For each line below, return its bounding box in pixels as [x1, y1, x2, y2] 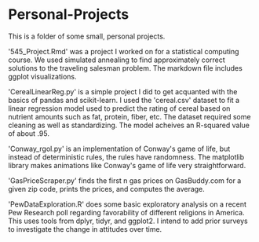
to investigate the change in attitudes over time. [8, 224, 162, 233]
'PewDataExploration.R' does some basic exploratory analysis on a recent [8, 199, 247, 209]
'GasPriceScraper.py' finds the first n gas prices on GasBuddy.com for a [8, 175, 242, 185]
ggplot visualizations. [8, 71, 77, 81]
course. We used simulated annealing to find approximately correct [8, 55, 225, 64]
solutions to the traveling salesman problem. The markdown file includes [8, 63, 243, 72]
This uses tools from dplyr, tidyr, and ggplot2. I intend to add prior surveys [8, 216, 249, 225]
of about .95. [8, 128, 49, 138]
